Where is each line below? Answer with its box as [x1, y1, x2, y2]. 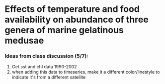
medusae [4, 35, 44, 46]
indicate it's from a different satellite [11, 74, 86, 80]
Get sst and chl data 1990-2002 [11, 64, 77, 70]
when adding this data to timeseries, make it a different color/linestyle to [11, 69, 160, 75]
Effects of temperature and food [4, 3, 140, 15]
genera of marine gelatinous [4, 25, 124, 36]
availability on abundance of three [4, 14, 149, 25]
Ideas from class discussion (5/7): [4, 53, 89, 60]
